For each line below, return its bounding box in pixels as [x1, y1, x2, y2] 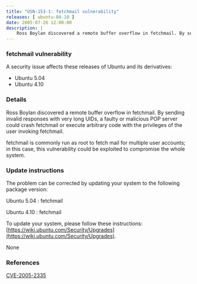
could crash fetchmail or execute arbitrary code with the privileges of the [6, 121, 183, 128]
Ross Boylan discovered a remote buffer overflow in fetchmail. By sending [6, 109, 185, 116]
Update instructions [6, 166, 64, 174]
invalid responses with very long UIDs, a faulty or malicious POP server [6, 115, 178, 122]
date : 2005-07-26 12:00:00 [6, 19, 72, 25]
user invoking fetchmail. [6, 128, 64, 135]
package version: [6, 186, 48, 193]
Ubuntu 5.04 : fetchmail [6, 198, 63, 205]
